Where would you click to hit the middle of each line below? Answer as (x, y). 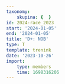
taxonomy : (18, 12)
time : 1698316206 (38, 72)
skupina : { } (34, 17)
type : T (16, 45)
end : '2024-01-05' (29, 34)
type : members (34, 67)
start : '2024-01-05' (32, 28)
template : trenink (29, 50)
